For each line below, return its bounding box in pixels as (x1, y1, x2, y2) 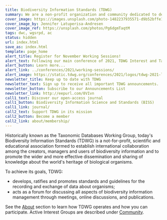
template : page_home (5, 49, 48, 54)
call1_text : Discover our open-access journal (5, 95, 103, 100)
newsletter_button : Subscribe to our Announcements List (5, 86, 126, 91)
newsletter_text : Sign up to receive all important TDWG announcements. (5, 81, 159, 86)
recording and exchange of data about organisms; (12, 183, 115, 190)
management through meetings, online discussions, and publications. (12, 194, 155, 200)
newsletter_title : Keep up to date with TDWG (5, 77, 101, 82)
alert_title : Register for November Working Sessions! (5, 53, 121, 59)
